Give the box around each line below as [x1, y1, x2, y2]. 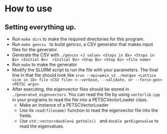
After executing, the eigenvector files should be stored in [11, 86, 129, 92]
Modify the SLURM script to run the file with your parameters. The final [11, 67, 158, 73]
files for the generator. [11, 47, 58, 52]
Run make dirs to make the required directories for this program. [11, 36, 144, 42]
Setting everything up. [4, 23, 76, 31]
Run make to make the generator [11, 62, 77, 67]
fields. [19, 113, 32, 119]
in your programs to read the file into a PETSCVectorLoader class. [11, 97, 148, 103]
